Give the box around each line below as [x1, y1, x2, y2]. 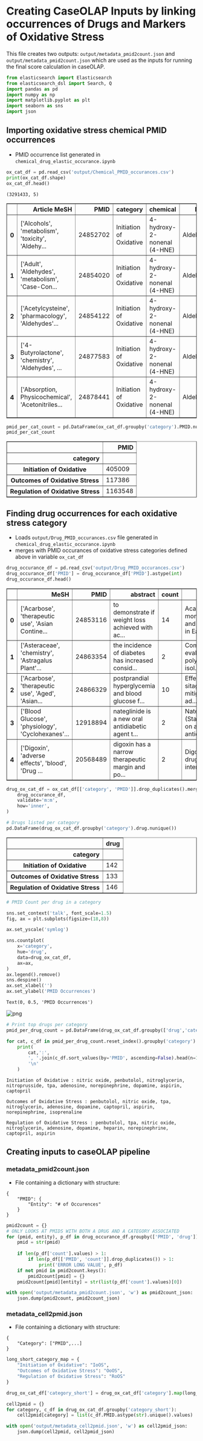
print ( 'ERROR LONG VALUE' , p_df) [38, 1261, 123, 1268]
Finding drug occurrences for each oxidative [6, 508, 178, 519]
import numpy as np [6, 92, 56, 98]
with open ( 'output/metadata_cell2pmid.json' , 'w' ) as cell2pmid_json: [6, 1423, 188, 1429]
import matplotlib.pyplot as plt [6, 97, 91, 104]
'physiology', [20, 722, 57, 730]
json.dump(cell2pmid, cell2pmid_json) [17, 1429, 115, 1435]
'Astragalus [20, 656, 53, 665]
